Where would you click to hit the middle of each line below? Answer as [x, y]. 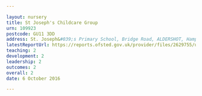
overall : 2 [20, 73]
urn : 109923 [21, 28]
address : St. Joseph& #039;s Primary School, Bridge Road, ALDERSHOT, [95, 40]
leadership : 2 [24, 61]
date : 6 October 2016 [33, 79]
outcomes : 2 [21, 67]
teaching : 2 [21, 51]
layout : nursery [26, 17]
